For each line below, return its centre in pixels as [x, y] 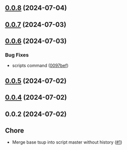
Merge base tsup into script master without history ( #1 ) [67, 142]
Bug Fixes [17, 55]
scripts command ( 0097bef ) [40, 66]
